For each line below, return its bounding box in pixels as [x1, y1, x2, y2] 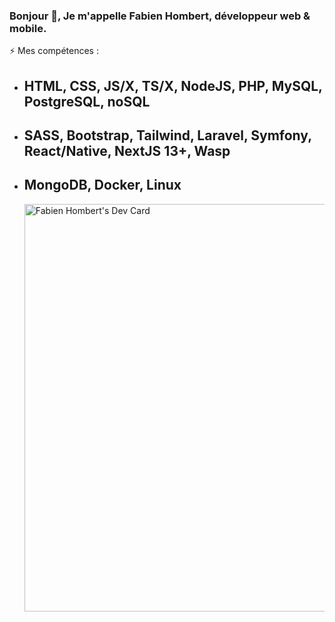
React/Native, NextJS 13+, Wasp [23, 143, 231, 160]
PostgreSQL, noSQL [23, 93, 151, 110]
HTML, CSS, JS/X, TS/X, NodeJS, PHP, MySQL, [23, 77, 323, 94]
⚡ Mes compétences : [9, 45, 99, 57]
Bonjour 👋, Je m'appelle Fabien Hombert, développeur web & [9, 9, 311, 23]
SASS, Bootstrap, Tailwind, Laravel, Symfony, [23, 127, 312, 144]
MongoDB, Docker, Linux [23, 177, 182, 194]
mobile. [9, 21, 47, 35]
